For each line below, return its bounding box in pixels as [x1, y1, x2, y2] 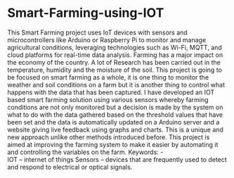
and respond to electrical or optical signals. [7, 163, 133, 171]
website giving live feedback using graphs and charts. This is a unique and [7, 125, 223, 134]
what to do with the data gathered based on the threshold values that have [7, 110, 223, 119]
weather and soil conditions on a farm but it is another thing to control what [7, 80, 225, 89]
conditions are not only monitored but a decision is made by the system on [7, 103, 223, 111]
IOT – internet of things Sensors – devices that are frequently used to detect [7, 155, 227, 163]
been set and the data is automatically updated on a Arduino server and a [7, 117, 220, 126]
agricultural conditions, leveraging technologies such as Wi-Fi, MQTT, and [7, 43, 223, 51]
